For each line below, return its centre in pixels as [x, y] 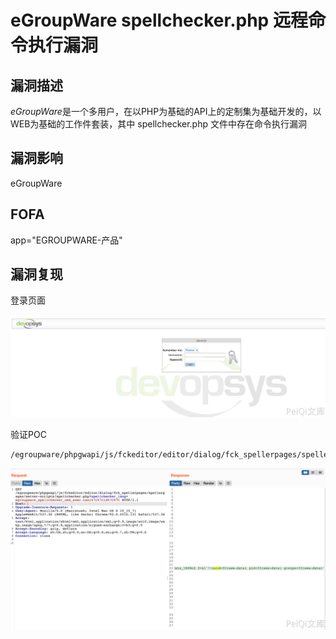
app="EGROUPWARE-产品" [66, 240]
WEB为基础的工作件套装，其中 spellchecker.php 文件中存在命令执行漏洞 [158, 124]
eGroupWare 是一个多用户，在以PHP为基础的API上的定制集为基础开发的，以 [166, 111]
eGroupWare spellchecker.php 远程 [159, 20]
